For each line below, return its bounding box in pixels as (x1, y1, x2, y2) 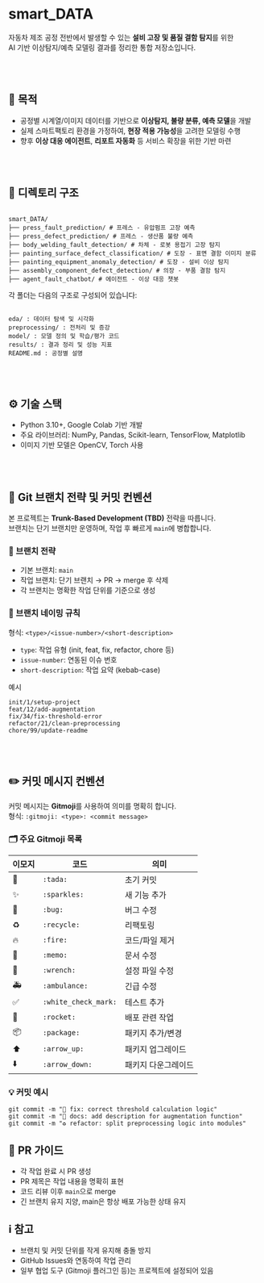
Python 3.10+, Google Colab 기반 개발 (19, 420, 143, 430)
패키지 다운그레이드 (124, 1059, 195, 1071)
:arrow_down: (43, 1060, 93, 1069)
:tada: (43, 875, 68, 884)
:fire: (43, 935, 68, 944)
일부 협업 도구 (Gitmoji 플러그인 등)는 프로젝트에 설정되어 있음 (19, 1265, 214, 1275)
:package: (43, 1028, 80, 1038)
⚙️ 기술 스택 (8, 397, 63, 411)
